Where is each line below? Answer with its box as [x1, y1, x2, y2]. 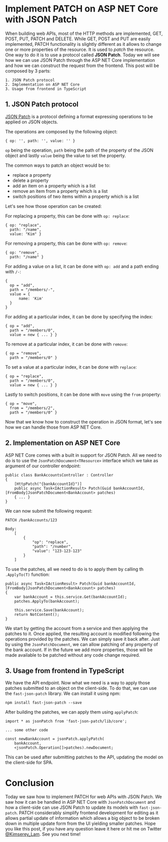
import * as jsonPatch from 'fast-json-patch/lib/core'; [5, 719, 127, 724]
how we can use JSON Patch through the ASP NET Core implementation [5, 57, 155, 63]
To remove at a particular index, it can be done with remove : [5, 341, 128, 347]
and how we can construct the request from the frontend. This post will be [5, 62, 159, 68]
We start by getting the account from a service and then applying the [5, 625, 148, 631]
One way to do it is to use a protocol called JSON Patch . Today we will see [5, 51, 160, 58]
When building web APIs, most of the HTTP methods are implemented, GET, [5, 30, 163, 36]
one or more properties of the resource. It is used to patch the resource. [5, 46, 155, 52]
